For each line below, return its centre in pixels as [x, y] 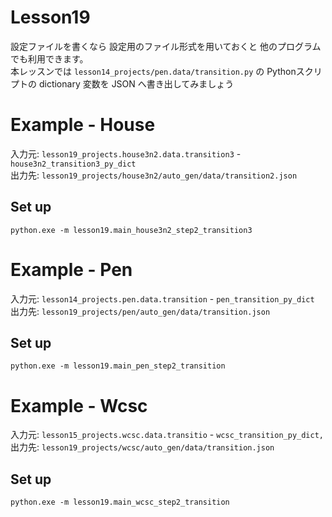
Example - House [83, 125]
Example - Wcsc [79, 405]
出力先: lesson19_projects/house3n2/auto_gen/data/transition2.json [154, 175]
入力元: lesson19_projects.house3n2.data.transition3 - [126, 153]
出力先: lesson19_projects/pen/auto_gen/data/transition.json [140, 311]
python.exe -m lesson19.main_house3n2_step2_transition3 [131, 230]
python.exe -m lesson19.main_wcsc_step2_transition [120, 502]
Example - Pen [71, 269]
